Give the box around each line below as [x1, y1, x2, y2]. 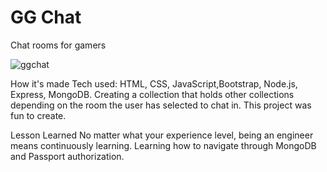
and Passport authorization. [10, 150, 125, 162]
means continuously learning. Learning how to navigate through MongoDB [10, 139, 317, 151]
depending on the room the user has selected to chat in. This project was [10, 99, 312, 111]
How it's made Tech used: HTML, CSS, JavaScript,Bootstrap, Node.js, [10, 77, 298, 90]
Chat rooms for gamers [10, 39, 107, 51]
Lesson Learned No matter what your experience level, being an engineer [10, 129, 314, 141]
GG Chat [10, 6, 82, 29]
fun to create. [10, 109, 67, 121]
